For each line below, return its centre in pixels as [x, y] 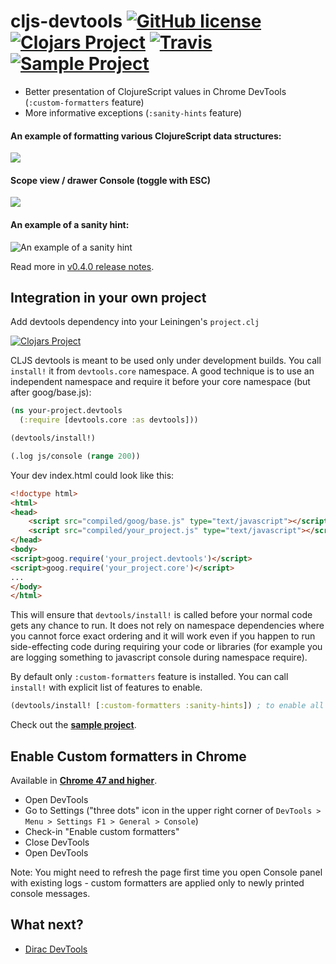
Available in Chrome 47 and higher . [84, 781]
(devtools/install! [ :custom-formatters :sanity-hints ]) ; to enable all [167, 706]
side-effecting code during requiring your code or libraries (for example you [166, 647]
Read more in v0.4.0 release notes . [82, 266]
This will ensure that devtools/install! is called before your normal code [161, 615]
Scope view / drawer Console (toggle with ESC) [111, 180]
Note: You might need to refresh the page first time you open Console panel [166, 872]
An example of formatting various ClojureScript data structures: [146, 136]
